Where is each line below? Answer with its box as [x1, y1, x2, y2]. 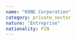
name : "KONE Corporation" [5, 8, 71, 15]
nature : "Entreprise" [5, 20, 61, 26]
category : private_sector [5, 14, 71, 20]
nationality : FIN [5, 25, 50, 32]
